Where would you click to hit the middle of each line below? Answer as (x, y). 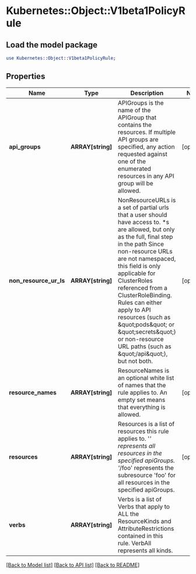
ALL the (128, 514)
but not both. (135, 361)
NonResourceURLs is (147, 200)
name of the (134, 110)
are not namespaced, (147, 259)
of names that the (142, 385)
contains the (135, 125)
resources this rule (143, 431)
